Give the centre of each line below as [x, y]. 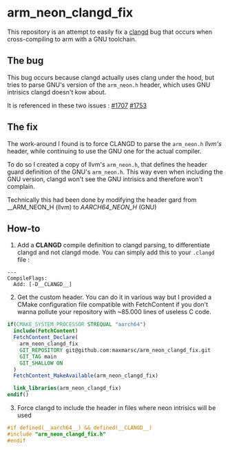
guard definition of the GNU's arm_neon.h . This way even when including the [115, 172]
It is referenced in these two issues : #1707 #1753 [77, 105]
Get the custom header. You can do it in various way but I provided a [114, 297]
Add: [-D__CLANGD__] [43, 285]
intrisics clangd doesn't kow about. [57, 92]
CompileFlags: [28, 278]
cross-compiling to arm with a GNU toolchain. [72, 39]
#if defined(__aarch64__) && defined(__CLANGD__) [80, 428]
